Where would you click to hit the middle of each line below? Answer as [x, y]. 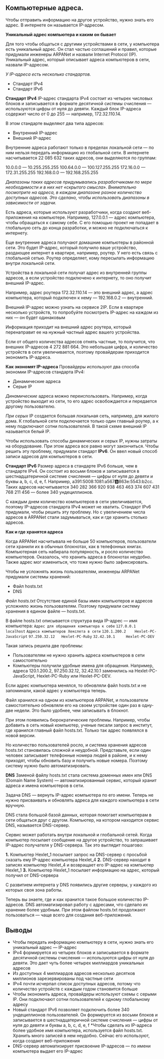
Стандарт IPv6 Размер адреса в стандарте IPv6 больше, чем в [72, 466]
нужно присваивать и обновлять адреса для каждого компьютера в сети [82, 800]
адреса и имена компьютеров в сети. [45, 785]
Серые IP [22, 386]
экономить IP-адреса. [29, 357]
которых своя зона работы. [34, 890]
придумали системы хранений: [38, 576]
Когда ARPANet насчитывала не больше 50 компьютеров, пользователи [81, 541]
